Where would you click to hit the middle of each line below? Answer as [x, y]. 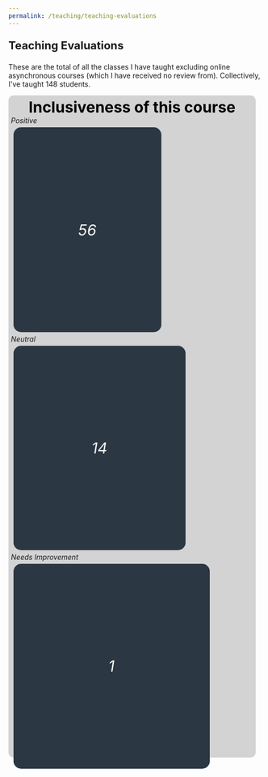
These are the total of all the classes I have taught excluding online [119, 67]
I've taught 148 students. [50, 84]
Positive [24, 121]
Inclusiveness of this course [132, 108]
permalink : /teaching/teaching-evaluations [83, 16]
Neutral [23, 339]
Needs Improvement [45, 557]
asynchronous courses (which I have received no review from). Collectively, [134, 76]
